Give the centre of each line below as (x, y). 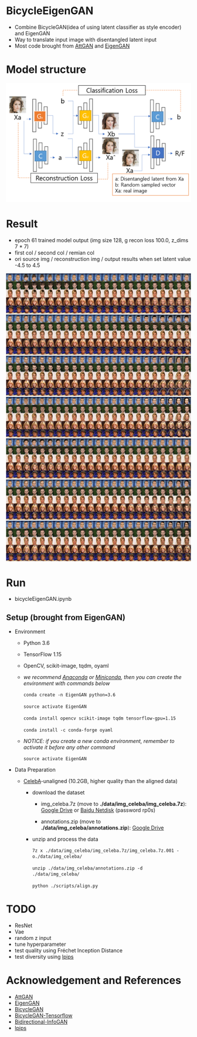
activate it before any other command (69, 747)
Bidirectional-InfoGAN (41, 1022)
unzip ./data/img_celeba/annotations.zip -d (87, 868)
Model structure (46, 70)
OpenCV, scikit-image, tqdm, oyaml (66, 666)
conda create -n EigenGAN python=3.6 (69, 695)
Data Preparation (35, 770)
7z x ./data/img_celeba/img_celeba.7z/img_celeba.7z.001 (103, 851)
